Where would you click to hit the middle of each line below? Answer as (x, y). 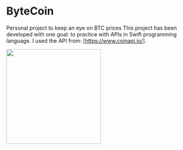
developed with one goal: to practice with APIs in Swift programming (91, 34)
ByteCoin (30, 11)
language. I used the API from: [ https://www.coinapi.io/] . (76, 41)
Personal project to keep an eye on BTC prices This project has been (91, 28)
